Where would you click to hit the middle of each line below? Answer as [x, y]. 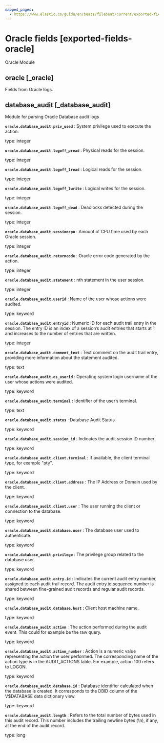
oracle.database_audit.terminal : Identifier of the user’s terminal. [71, 401]
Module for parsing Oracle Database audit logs [52, 117]
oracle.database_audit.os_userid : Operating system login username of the [81, 377]
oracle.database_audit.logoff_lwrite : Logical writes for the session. [75, 189]
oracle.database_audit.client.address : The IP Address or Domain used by [81, 482]
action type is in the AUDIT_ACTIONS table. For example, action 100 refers [80, 662]
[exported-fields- [96, 38]
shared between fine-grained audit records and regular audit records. [75, 589]
